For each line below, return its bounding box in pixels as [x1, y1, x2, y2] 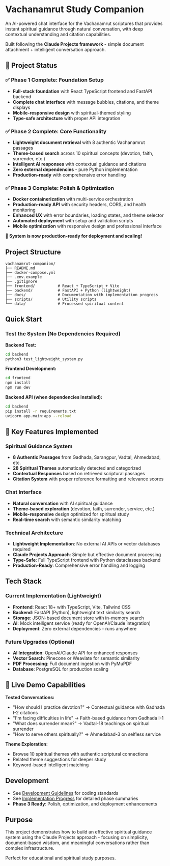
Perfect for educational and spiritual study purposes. [5, 855, 116, 861]
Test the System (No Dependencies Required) [5, 330, 121, 337]
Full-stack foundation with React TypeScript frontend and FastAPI [12, 88, 153, 94]
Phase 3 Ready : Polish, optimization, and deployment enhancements [12, 800, 158, 807]
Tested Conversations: [5, 694, 55, 700]
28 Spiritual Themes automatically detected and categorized [12, 465, 141, 471]
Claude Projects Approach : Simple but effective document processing [12, 552, 161, 558]
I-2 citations [12, 709, 38, 715]
